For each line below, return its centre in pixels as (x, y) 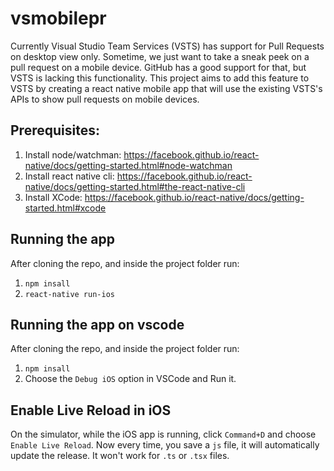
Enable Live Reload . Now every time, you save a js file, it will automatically (165, 445)
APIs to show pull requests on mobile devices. (105, 99)
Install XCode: (53, 197)
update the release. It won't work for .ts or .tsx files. (120, 456)
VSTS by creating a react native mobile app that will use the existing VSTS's (166, 88)
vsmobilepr (58, 18)
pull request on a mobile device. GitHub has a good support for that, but (158, 67)
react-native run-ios (69, 294)
